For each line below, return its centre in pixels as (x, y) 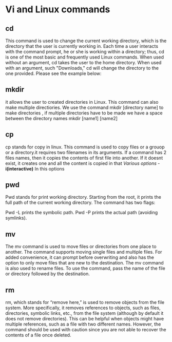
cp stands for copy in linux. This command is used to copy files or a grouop (85, 147)
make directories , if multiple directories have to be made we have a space (84, 113)
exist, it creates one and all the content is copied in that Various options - (83, 163)
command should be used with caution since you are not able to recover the (86, 330)
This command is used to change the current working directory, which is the (86, 41)
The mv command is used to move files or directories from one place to (81, 246)
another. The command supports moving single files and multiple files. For (84, 252)
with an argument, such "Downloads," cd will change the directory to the (82, 68)
